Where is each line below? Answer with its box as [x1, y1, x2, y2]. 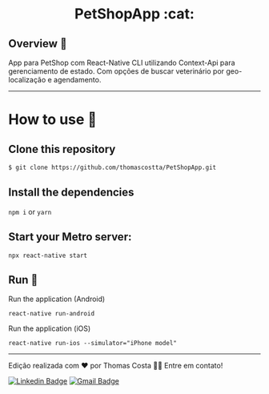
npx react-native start [8, 251, 88, 259]
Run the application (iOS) [8, 324, 91, 333]
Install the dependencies [8, 186, 134, 199]
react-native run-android [8, 310, 94, 318]
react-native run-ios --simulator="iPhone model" [8, 340, 178, 348]
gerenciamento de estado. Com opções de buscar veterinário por [8, 66, 225, 76]
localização [8, 75, 46, 84]
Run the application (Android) [8, 294, 106, 304]
